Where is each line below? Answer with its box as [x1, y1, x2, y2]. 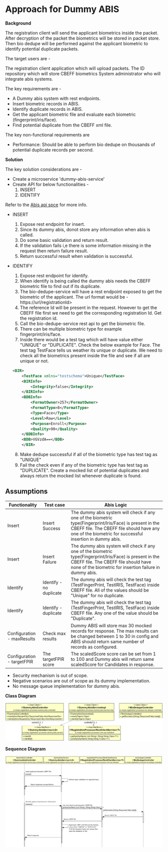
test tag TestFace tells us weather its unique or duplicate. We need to [19, 347, 162, 353]
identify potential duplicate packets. [5, 46, 79, 52]
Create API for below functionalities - [12, 181, 89, 187]
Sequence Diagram [5, 746, 46, 752]
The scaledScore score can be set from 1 [70, 651, 156, 657]
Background [5, 20, 31, 26]
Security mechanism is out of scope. [12, 672, 88, 678]
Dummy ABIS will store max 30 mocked [70, 622, 152, 628]
